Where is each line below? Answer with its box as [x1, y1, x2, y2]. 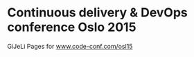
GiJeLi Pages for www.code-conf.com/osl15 [7, 42, 133, 50]
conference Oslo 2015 [7, 19, 136, 35]
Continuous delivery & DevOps [7, 5, 188, 21]
